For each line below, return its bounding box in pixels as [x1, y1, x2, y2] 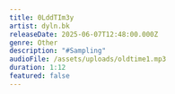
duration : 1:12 [9, 64, 66, 73]
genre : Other [9, 38, 58, 47]
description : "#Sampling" [9, 47, 106, 56]
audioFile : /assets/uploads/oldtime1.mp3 [9, 55, 167, 64]
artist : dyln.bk [9, 21, 70, 30]
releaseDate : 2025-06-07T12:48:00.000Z [9, 30, 159, 38]
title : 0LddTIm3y [9, 13, 74, 22]
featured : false [9, 72, 70, 81]
